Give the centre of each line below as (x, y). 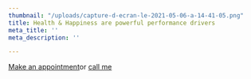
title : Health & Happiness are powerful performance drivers (112, 23)
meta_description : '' (44, 38)
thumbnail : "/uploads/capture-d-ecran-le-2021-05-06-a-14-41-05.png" (126, 15)
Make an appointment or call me (60, 67)
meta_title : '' (33, 30)
